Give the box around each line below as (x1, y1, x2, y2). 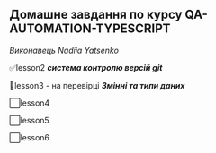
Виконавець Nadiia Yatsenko (9, 45, 120, 55)
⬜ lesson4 (9, 98, 50, 108)
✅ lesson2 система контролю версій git (9, 62, 163, 72)
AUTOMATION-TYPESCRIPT (9, 21, 171, 37)
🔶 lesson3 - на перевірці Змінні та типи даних (9, 80, 185, 90)
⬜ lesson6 (9, 132, 50, 142)
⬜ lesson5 (9, 115, 49, 125)
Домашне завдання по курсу (9, 7, 183, 22)
